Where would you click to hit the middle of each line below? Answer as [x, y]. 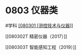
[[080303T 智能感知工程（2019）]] [41, 47]
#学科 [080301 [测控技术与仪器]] [39, 25]
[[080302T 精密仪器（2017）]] [36, 36]
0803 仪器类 [32, 10]
